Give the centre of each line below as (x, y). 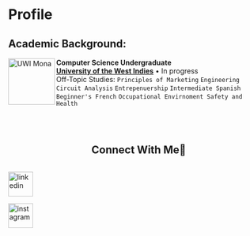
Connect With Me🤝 (139, 150)
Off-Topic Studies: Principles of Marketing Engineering (148, 79)
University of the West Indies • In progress (127, 71)
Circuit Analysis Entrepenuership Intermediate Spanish (149, 88)
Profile (30, 15)
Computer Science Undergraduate (114, 62)
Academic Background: (67, 44)
